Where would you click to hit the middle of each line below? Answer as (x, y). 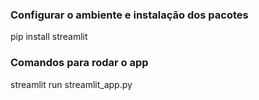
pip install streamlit (49, 37)
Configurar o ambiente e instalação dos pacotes (129, 15)
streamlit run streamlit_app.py (71, 84)
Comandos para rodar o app (79, 63)
